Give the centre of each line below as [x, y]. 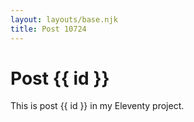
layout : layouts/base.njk [64, 19]
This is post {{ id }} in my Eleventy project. [97, 106]
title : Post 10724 [48, 29]
